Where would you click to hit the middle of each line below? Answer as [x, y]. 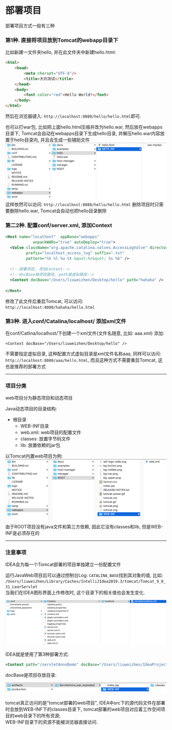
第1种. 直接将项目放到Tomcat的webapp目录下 [62, 40]
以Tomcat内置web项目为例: [34, 456]
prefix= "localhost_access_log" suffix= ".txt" [75, 253]
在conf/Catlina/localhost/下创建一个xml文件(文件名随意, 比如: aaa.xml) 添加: [85, 333]
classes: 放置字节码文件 [45, 439]
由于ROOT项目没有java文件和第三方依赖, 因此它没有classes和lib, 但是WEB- [84, 526]
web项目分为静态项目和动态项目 [39, 398]
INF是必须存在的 [23, 533]
